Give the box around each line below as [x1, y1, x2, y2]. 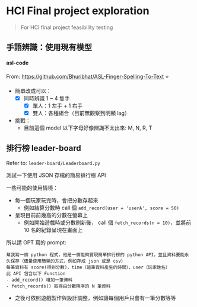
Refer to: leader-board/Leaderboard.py [6, 159, 101, 166]
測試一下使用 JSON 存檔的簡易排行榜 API [6, 172, 106, 179]
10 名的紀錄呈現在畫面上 [23, 226, 83, 233]
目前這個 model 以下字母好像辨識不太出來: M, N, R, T [23, 124, 152, 131]
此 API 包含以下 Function [6, 270, 66, 276]
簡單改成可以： [14, 87, 52, 94]
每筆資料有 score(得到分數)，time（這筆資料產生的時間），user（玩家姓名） [6, 264, 170, 270]
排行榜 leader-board [6, 143, 81, 153]
